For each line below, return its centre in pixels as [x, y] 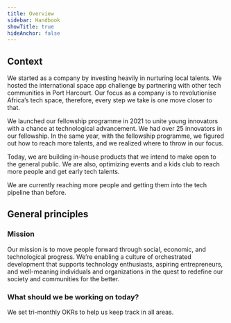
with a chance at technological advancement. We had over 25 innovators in [115, 129]
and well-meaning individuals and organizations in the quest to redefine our [115, 271]
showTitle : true [31, 26]
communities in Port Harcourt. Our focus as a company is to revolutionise [112, 93]
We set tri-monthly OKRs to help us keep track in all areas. [91, 312]
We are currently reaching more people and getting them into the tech [107, 185]
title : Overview [31, 14]
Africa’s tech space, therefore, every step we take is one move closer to [110, 100]
